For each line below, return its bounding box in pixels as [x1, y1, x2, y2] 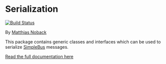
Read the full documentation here [5, 53, 74, 60]
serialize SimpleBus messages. [5, 44, 69, 50]
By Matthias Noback [5, 29, 47, 35]
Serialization [5, 3, 59, 15]
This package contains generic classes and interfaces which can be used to [5, 38, 161, 45]
